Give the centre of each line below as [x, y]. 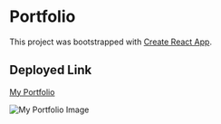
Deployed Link [51, 70]
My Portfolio [32, 91]
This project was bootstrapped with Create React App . [111, 42]
